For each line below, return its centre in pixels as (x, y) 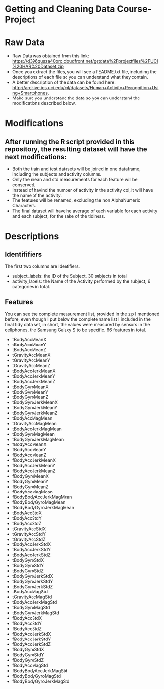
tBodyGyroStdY (28, 565)
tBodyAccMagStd (30, 591)
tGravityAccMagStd (32, 597)
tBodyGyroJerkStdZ (33, 586)
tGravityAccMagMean (34, 423)
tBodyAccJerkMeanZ (34, 381)
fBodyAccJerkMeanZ (34, 471)
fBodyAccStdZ (27, 628)
